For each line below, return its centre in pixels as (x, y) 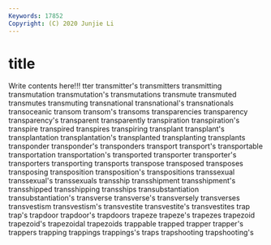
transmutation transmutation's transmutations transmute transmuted (123, 95)
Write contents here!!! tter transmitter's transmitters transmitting (115, 86)
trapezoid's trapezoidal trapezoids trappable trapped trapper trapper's (126, 224)
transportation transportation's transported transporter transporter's (123, 155)
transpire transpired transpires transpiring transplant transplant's (116, 129)
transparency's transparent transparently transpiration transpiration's (124, 120)
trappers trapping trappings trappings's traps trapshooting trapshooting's (131, 233)
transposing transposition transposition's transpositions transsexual (122, 172)
